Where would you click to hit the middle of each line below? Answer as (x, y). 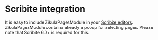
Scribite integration (45, 9)
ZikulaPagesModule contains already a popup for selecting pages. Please (79, 27)
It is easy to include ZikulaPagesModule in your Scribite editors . (69, 22)
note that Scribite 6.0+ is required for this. (47, 32)
